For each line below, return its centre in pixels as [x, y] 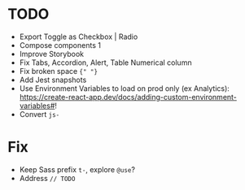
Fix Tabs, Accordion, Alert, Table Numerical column [105, 63]
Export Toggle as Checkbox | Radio [79, 37]
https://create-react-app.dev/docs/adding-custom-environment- [128, 97]
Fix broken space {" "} [59, 71]
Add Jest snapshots [53, 80]
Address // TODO [47, 178]
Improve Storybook [52, 54]
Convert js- [39, 114]
